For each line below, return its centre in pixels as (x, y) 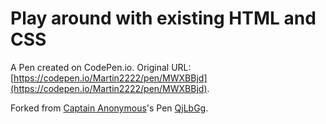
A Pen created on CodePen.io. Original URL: (101, 67)
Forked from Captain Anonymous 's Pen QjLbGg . (109, 108)
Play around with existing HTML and (163, 18)
